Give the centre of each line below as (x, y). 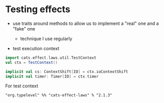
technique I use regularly (46, 39)
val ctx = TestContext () (31, 62)
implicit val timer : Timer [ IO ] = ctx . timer (52, 76)
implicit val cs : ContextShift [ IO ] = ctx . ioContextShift (67, 72)
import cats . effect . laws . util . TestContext (51, 58)
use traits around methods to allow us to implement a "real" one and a (86, 23)
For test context (22, 86)
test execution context (36, 48)
